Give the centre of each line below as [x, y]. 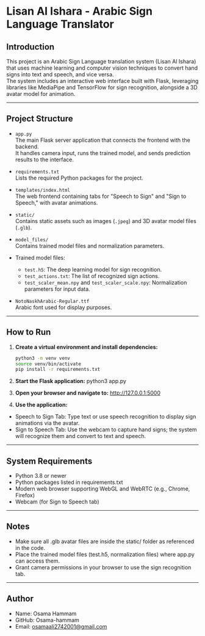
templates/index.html [42, 190]
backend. [27, 146]
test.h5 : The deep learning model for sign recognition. [93, 269]
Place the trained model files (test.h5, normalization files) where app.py [105, 554]
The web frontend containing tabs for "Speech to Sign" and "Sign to [101, 196]
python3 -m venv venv [43, 358]
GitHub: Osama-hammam [47, 620]
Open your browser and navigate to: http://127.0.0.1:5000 [88, 393]
